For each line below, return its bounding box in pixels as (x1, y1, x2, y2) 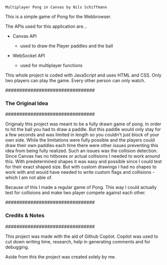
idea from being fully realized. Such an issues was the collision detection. (5, 148, 158, 154)
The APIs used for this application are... (5, 23, 87, 29)
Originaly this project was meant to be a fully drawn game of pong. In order (5, 121, 161, 127)
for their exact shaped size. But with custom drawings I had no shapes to (5, 164, 157, 170)
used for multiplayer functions (20, 62, 83, 68)
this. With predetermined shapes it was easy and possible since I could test (5, 159, 162, 165)
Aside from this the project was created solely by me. (5, 253, 116, 259)
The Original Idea (5, 100, 48, 107)
